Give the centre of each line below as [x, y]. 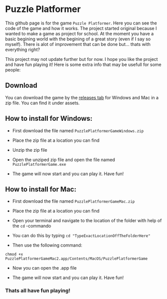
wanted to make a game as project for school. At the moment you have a [80, 33]
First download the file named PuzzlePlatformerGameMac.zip [74, 201]
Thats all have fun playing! [38, 291]
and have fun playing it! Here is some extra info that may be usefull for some [83, 64]
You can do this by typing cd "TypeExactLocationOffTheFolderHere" [81, 236]
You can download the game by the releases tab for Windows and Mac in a [82, 97]
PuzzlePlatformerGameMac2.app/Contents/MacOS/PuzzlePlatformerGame [77, 259]
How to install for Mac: [41, 189]
